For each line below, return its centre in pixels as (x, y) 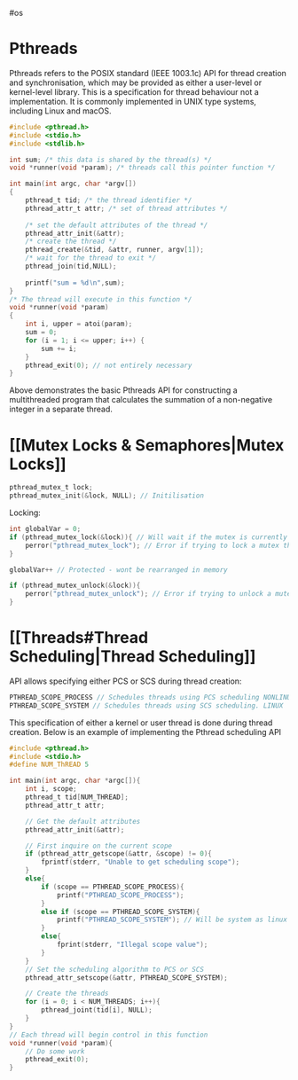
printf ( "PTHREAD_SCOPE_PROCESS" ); (120, 895)
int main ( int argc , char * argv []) (73, 184)
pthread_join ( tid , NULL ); (71, 266)
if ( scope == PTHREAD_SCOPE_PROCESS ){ (113, 887)
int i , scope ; (51, 789)
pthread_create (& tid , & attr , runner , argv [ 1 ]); (114, 250)
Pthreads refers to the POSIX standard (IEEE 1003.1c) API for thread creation (148, 73)
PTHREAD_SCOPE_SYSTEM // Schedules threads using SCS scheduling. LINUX (146, 705)
